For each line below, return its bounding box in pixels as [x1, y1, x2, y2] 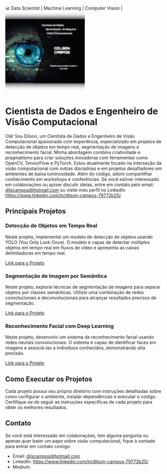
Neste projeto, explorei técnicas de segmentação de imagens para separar [5, 284, 161, 290]
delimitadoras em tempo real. [5, 250, 66, 256]
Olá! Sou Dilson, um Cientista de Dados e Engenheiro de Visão [5, 133, 135, 139]
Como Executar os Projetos [5, 375, 92, 383]
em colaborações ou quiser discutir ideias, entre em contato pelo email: [5, 181, 154, 188]
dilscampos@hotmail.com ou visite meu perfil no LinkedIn [5, 187, 125, 193]
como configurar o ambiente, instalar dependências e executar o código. [5, 393, 157, 400]
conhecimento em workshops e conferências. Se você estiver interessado [5, 176, 159, 182]
